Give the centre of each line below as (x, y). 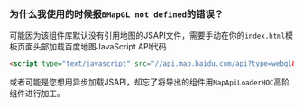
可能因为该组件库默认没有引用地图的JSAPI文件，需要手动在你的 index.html (147, 36)
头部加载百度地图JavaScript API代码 (100, 47)
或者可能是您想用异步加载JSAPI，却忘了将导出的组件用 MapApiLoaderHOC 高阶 (150, 82)
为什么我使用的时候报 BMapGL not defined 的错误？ (116, 13)
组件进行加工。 (37, 94)
